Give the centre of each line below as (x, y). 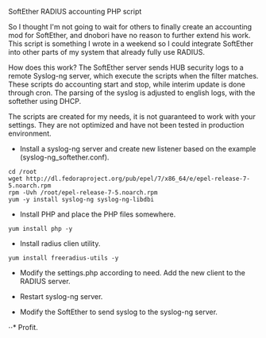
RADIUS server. (45, 281)
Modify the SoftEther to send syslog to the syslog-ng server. (119, 312)
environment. (30, 133)
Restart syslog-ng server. (61, 296)
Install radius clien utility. (60, 244)
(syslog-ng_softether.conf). (64, 157)
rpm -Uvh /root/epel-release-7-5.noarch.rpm (83, 193)
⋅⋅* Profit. (23, 327)
